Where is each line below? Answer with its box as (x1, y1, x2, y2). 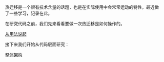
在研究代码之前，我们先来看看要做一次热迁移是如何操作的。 (5, 21, 125, 26)
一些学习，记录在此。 (9, 10, 52, 16)
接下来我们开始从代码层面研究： (5, 41, 69, 47)
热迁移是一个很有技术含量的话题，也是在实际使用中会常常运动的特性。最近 (5, 4, 155, 10)
